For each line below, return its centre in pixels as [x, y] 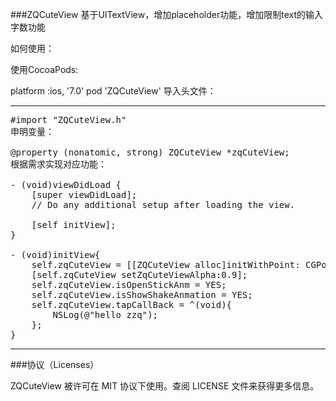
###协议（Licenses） [55, 364]
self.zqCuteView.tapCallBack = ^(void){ [132, 304]
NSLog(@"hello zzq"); [105, 314]
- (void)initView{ [55, 254]
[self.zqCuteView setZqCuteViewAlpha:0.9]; [139, 274]
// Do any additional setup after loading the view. [163, 204]
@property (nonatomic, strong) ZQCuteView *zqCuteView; [150, 152]
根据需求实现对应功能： [58, 164]
